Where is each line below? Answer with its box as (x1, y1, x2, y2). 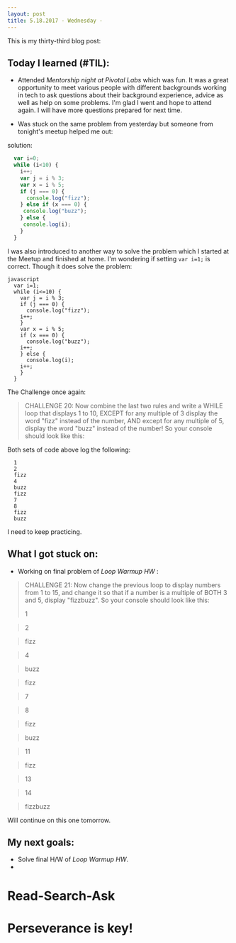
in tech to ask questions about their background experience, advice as (17, 91, 224, 99)
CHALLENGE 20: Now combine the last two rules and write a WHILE (24, 401, 223, 410)
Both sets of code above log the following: (7, 445, 131, 454)
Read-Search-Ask (7, 888, 116, 904)
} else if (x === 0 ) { (20, 201, 87, 208)
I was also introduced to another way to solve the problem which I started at (7, 246, 229, 256)
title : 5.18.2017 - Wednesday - (7, 17, 103, 24)
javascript (7, 276, 40, 283)
